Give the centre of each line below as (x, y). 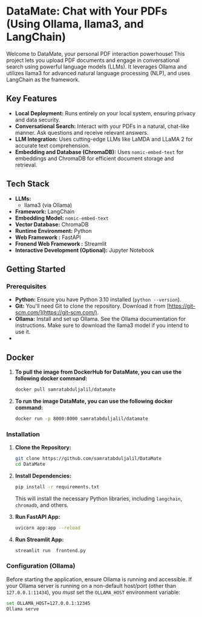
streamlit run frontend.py (50, 550)
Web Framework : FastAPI (48, 237)
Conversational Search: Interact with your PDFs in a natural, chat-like (102, 126)
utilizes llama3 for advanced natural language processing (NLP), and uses (98, 73)
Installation (23, 434)
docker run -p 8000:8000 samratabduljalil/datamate (81, 419)
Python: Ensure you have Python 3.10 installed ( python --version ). (98, 300)
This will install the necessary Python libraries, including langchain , (99, 498)
